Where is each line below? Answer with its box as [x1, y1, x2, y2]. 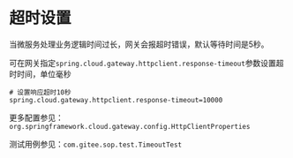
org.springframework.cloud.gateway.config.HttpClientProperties [9, 122, 251, 131]
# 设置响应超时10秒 [9, 87, 71, 97]
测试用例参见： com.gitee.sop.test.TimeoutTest [9, 139, 183, 149]
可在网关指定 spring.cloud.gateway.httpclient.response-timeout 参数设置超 [9, 57, 284, 68]
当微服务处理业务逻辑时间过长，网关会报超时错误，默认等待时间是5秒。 [9, 39, 269, 49]
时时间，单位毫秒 [9, 68, 71, 79]
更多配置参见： [9, 112, 64, 123]
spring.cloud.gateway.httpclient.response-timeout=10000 [9, 95, 223, 104]
